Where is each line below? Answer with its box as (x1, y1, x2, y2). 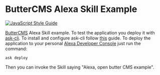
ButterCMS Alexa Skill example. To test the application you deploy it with (5, 29, 155, 35)
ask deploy (5, 55, 28, 60)
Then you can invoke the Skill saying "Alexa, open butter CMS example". (5, 64, 154, 70)
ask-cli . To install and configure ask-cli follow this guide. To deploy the (5, 35, 151, 41)
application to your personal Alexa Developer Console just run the (5, 40, 141, 46)
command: (5, 45, 28, 51)
